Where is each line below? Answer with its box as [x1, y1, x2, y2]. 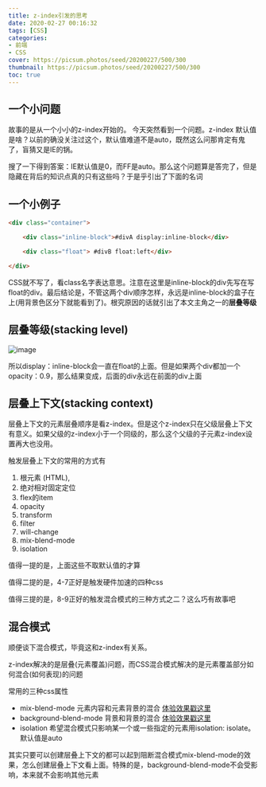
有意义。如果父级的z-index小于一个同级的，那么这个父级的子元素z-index [8, 429, 246, 439]
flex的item [19, 493, 54, 503]
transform [19, 511, 53, 520]
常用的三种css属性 [8, 687, 69, 696]
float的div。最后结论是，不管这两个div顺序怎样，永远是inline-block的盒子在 [8, 288, 256, 297]
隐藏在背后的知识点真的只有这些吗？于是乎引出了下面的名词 [8, 172, 203, 182]
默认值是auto [19, 734, 63, 743]
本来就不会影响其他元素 [21, 770, 99, 780]
